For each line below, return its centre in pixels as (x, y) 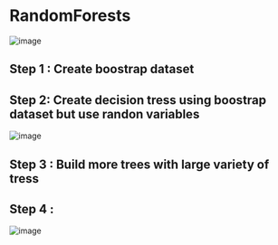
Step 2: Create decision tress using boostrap (138, 100)
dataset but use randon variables (105, 114)
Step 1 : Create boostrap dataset (102, 69)
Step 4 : (32, 209)
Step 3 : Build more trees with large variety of (139, 164)
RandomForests (70, 16)
